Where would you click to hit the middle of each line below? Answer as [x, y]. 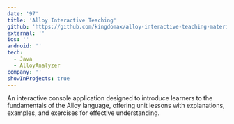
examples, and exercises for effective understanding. [84, 113]
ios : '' [18, 40]
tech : [15, 53]
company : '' [24, 72]
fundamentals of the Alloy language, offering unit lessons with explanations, [116, 106]
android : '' [24, 46]
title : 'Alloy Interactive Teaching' [62, 20]
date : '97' [23, 14]
